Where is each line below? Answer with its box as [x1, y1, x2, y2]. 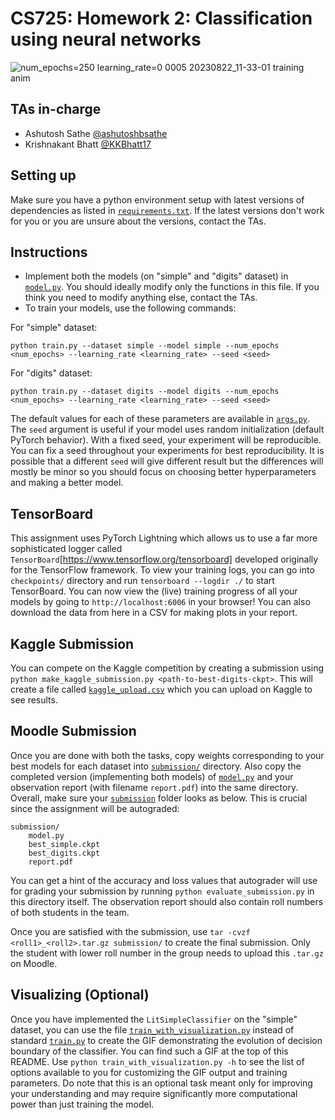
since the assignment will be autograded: [10, 802, 180, 814]
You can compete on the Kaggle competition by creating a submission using [10, 662, 325, 674]
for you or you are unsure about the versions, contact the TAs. [10, 215, 267, 227]
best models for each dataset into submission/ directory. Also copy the [10, 760, 302, 772]
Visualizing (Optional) [10, 987, 150, 1004]
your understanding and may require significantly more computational [10, 1087, 298, 1099]
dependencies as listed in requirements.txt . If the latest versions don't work [10, 204, 325, 216]
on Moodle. [10, 957, 58, 969]
